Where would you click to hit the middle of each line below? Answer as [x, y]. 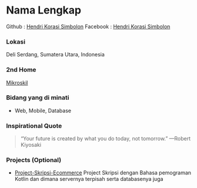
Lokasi [16, 42]
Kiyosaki [31, 145]
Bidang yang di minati [38, 98]
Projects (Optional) [34, 160]
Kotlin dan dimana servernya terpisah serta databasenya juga [89, 179]
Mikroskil [17, 82]
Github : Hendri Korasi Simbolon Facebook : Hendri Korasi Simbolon [88, 26]
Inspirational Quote [34, 126]
